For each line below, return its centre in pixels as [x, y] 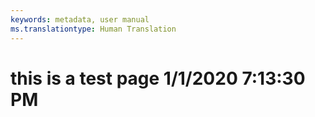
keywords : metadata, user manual [80, 19]
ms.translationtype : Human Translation [93, 29]
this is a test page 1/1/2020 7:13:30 [158, 78]
